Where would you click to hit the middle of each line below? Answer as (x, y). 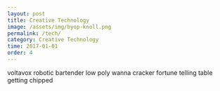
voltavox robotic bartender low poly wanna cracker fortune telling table (110, 72)
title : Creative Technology (48, 20)
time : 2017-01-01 (33, 46)
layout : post (26, 14)
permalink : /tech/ (34, 33)
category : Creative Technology (53, 40)
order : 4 (20, 53)
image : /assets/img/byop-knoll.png (59, 27)
